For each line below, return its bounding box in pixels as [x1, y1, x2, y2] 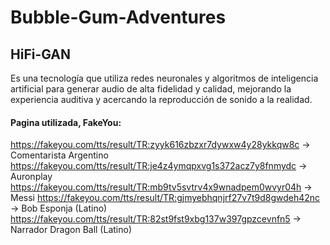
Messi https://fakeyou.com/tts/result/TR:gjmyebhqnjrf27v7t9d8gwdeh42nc [10, 192, 321, 204]
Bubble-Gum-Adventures [10, 6, 227, 29]
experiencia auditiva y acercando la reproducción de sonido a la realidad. [10, 94, 313, 105]
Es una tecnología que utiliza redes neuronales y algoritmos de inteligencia [10, 72, 319, 84]
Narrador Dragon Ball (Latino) [10, 224, 132, 236]
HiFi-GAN [10, 46, 72, 63]
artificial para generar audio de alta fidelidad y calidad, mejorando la [10, 83, 292, 95]
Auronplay [10, 171, 53, 183]
